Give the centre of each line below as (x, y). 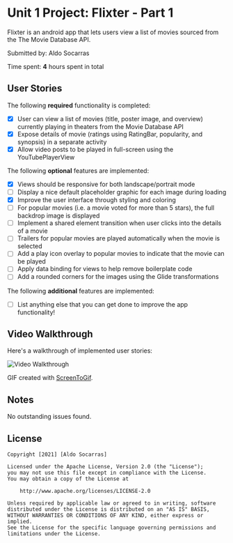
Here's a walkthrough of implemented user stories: (80, 351)
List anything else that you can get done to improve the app (103, 304)
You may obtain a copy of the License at (68, 479)
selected (30, 246)
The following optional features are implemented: (78, 170)
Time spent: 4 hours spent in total (56, 66)
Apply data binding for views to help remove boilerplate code (105, 269)
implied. (20, 521)
